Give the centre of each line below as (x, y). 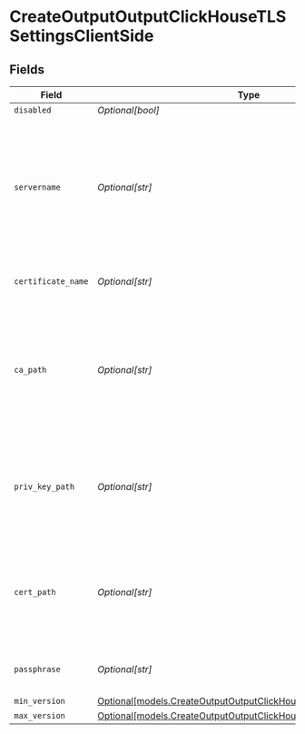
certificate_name (51, 282)
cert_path (35, 592)
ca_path (30, 370)
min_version (40, 701)
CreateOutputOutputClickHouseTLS (148, 17)
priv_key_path (44, 487)
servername (37, 187)
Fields (27, 69)
